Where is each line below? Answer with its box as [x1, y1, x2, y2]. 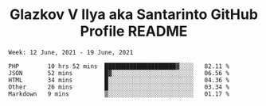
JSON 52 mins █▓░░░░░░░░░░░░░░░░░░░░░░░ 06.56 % [8, 69, 229, 77]
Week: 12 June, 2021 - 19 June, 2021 [8, 48, 134, 56]
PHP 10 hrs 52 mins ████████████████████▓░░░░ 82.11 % [8, 62, 229, 70]
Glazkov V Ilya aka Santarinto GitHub [9, 6, 259, 24]
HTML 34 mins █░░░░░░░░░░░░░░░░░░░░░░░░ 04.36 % [8, 76, 229, 84]
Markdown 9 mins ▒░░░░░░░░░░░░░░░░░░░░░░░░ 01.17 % [8, 89, 229, 98]
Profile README [80, 22, 188, 40]
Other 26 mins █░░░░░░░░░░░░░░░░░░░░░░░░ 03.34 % [8, 83, 229, 91]
